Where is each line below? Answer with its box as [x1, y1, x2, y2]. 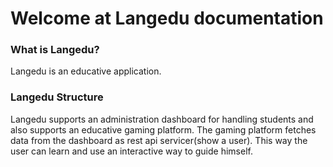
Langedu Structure [10, 90, 104, 104]
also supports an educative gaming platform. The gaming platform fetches [10, 123, 317, 136]
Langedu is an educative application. [10, 65, 162, 77]
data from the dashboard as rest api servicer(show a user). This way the [10, 134, 308, 146]
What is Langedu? [10, 43, 100, 57]
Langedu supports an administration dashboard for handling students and [10, 113, 314, 125]
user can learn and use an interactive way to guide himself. [10, 145, 253, 157]
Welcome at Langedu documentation [10, 7, 324, 30]
